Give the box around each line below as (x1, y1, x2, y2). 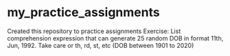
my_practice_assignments (7, 5, 160, 20)
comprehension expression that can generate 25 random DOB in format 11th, (7, 34, 224, 42)
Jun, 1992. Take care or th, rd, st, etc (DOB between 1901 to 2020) (7, 41, 194, 49)
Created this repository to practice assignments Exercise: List (7, 27, 181, 35)
